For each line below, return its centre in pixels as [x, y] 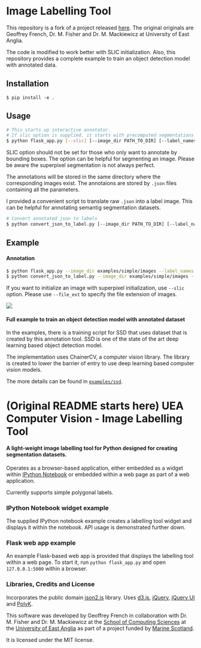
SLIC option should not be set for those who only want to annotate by [92, 153]
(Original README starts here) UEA [95, 406]
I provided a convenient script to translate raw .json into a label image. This [99, 201]
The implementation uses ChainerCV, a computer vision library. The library [98, 357]
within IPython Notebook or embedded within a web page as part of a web [98, 474]
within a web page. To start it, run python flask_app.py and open [86, 562]
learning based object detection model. [54, 345]
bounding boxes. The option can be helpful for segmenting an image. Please [100, 159]
